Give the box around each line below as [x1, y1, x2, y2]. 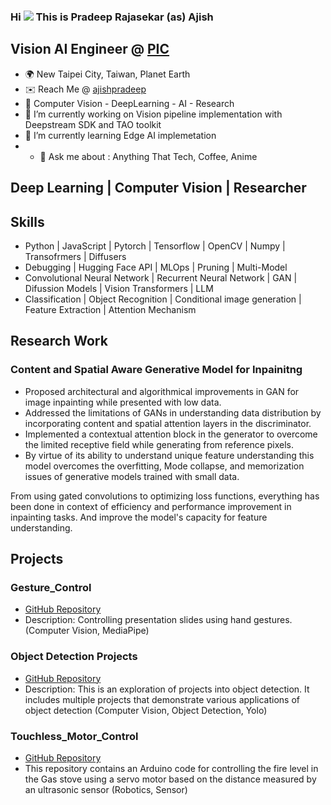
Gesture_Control [10, 580, 92, 594]
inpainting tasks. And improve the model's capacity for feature [10, 511, 268, 523]
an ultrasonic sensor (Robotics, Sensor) [24, 783, 188, 795]
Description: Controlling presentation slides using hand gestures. [24, 614, 293, 626]
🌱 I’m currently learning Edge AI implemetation [24, 129, 217, 141]
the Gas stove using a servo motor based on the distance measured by [24, 773, 317, 785]
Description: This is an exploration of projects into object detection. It [24, 683, 310, 695]
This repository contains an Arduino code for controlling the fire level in [24, 762, 319, 774]
